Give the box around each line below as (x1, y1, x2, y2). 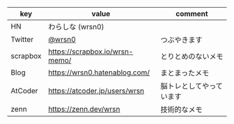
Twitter (10, 35, 33, 44)
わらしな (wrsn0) (48, 22, 104, 31)
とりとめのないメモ (159, 52, 224, 61)
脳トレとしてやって (159, 82, 223, 91)
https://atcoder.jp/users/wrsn (48, 86, 145, 95)
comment (175, 9, 208, 18)
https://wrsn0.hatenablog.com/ (48, 68, 150, 77)
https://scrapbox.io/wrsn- (48, 47, 134, 56)
